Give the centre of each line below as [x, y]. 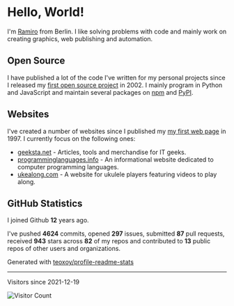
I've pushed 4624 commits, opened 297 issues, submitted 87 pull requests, [116, 234]
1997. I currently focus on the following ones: [71, 138]
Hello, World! [46, 12]
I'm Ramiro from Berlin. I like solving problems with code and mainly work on [117, 31]
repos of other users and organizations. [64, 249]
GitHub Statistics [45, 203]
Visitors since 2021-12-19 [44, 282]
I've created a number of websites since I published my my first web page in [117, 131]
